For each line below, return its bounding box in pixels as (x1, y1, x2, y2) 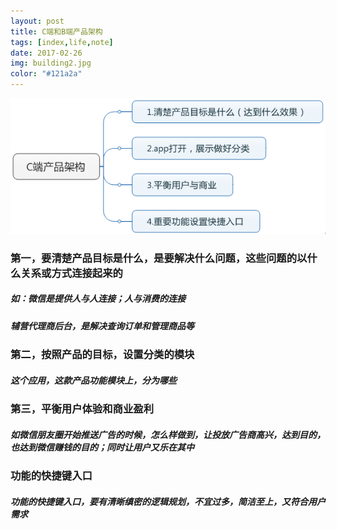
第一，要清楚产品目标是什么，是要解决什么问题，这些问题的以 (10, 251, 308, 265)
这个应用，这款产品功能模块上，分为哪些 (10, 374, 177, 386)
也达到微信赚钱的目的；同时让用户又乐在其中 (10, 441, 195, 453)
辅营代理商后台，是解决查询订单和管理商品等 (10, 320, 195, 332)
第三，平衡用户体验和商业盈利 (10, 402, 155, 416)
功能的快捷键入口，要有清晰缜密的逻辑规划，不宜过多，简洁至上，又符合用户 (10, 495, 326, 507)
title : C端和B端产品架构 (10, 26, 103, 37)
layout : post (10, 16, 65, 26)
